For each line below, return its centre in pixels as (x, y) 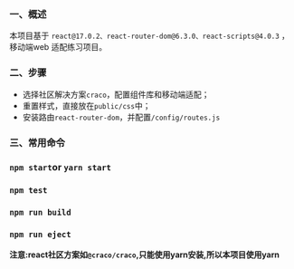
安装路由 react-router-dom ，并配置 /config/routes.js (121, 117)
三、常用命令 (38, 142)
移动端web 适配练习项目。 (58, 47)
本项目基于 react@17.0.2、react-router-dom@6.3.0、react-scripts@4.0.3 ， (150, 36)
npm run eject (40, 235)
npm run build (40, 213)
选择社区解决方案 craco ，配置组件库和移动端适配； (116, 94)
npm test (28, 191)
